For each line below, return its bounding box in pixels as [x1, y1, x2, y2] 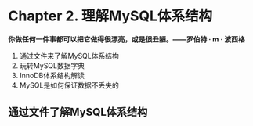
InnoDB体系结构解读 [19, 70, 85, 80]
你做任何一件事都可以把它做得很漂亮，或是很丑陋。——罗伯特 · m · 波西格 [8, 34, 245, 44]
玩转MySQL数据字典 [19, 60, 85, 70]
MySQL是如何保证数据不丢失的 [19, 80, 119, 90]
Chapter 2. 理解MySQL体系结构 [8, 7, 213, 25]
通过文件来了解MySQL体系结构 [19, 51, 119, 60]
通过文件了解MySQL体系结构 [8, 106, 148, 119]
